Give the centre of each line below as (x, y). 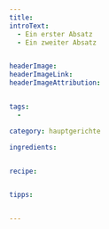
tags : (19, 107)
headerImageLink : (41, 75)
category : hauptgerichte (55, 131)
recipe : (23, 171)
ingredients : (33, 147)
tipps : (21, 195)
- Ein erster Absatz (55, 34)
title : (21, 17)
